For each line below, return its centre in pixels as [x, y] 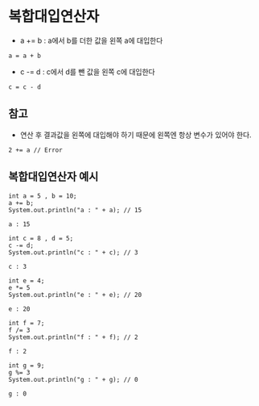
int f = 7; [27, 323]
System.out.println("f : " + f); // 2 [73, 337]
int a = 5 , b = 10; [43, 196]
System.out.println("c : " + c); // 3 [73, 252]
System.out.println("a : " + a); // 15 [75, 210]
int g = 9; [27, 365]
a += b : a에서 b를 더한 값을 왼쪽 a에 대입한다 [91, 40]
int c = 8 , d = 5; [41, 238]
